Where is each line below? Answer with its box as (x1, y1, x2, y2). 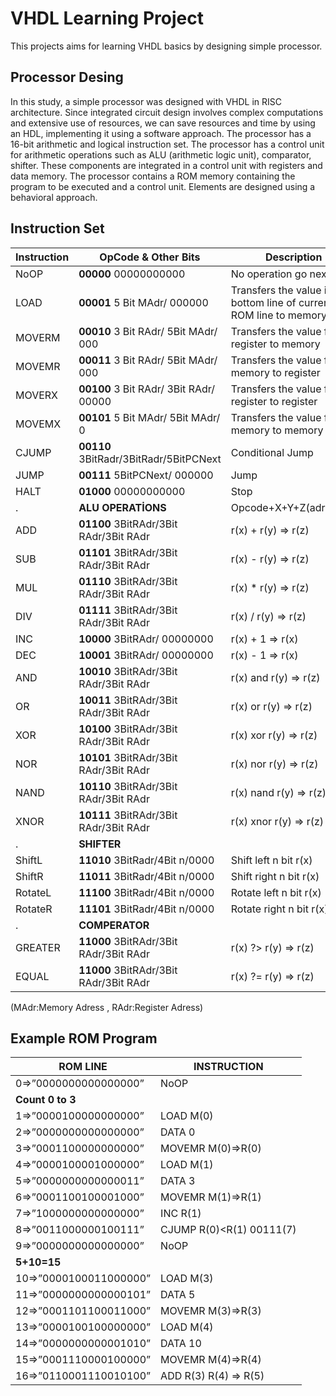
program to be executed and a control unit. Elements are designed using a (10, 180, 316, 192)
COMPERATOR (78, 918, 150, 932)
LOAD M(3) (160, 1272, 214, 1286)
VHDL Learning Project (10, 7, 204, 30)
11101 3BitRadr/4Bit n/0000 (78, 902, 215, 916)
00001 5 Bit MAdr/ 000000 (78, 295, 209, 309)
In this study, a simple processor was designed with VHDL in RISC (10, 95, 283, 107)
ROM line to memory (230, 308, 328, 322)
